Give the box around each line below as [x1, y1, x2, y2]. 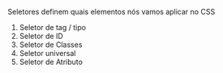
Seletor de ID [19, 32, 64, 41]
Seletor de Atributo [19, 57, 83, 67]
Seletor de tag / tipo [19, 23, 87, 32]
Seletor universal [19, 49, 76, 58]
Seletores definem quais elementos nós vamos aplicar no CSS [7, 7, 216, 16]
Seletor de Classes [19, 40, 83, 49]
